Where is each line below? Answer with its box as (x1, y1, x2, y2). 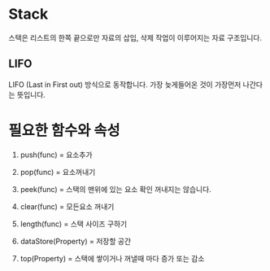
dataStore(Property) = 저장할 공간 (20, 236, 132, 246)
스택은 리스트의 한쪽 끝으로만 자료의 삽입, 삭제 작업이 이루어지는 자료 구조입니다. (8, 33, 263, 42)
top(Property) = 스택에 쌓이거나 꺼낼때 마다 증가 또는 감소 (20, 253, 205, 263)
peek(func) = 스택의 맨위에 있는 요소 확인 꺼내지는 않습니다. (20, 184, 211, 194)
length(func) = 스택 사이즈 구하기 (20, 219, 128, 229)
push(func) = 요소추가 (20, 150, 93, 160)
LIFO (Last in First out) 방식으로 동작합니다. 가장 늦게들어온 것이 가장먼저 (8, 79, 242, 90)
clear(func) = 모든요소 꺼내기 (20, 201, 115, 212)
